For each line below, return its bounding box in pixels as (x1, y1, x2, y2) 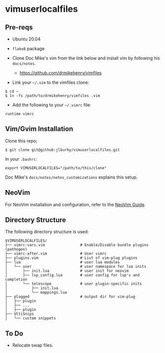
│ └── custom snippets (5, 316, 56, 321)
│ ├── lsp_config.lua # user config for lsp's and (5, 273, 140, 278)
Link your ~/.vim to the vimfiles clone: (12, 80, 90, 85)
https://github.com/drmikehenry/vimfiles (19, 70, 102, 76)
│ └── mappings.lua (5, 290, 67, 295)
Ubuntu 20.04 (12, 36, 41, 42)
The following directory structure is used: (5, 229, 89, 235)
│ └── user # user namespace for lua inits (5, 264, 147, 269)
